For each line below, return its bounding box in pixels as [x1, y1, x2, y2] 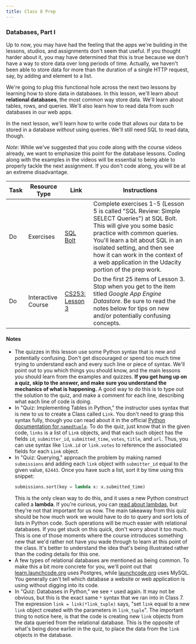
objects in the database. [14, 632, 73, 638]
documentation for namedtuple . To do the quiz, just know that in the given [14, 423, 190, 430]
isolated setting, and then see [93, 244, 174, 252]
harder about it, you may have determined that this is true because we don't [6, 53, 188, 60]
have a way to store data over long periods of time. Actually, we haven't [6, 60, 178, 67]
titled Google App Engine [93, 289, 162, 297]
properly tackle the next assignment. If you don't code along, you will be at [6, 162, 186, 169]
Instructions [123, 186, 157, 194]
